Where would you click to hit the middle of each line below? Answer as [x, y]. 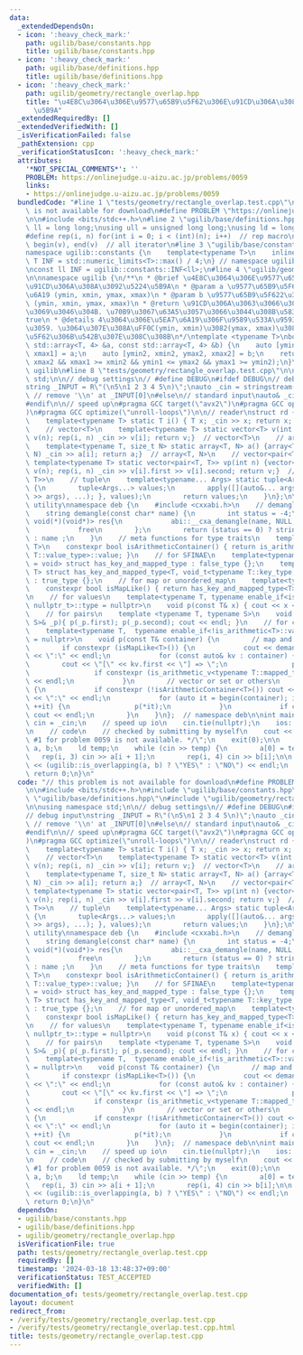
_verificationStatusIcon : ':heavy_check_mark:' [109, 152]
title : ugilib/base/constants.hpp [90, 51]
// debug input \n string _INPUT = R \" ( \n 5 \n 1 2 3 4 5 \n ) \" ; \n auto [151, 816]
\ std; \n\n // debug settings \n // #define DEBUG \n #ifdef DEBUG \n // [153, 379]
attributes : [40, 160]
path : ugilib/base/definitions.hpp [92, 69]
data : [19, 18]
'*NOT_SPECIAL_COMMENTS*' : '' [83, 169]
